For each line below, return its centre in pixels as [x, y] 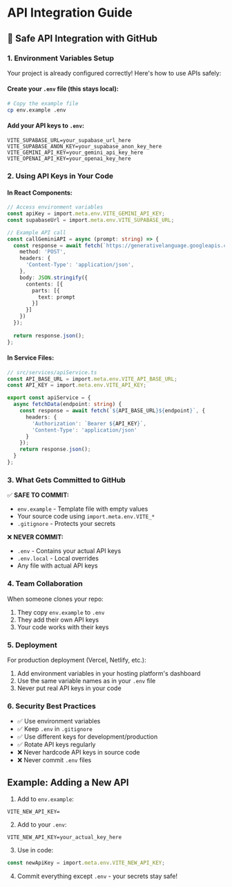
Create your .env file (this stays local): [63, 89]
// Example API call [37, 232]
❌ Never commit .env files [54, 760]
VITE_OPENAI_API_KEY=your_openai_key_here [69, 159]
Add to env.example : [46, 799]
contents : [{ [44, 284]
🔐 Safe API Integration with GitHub [82, 38]
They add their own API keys [58, 620]
